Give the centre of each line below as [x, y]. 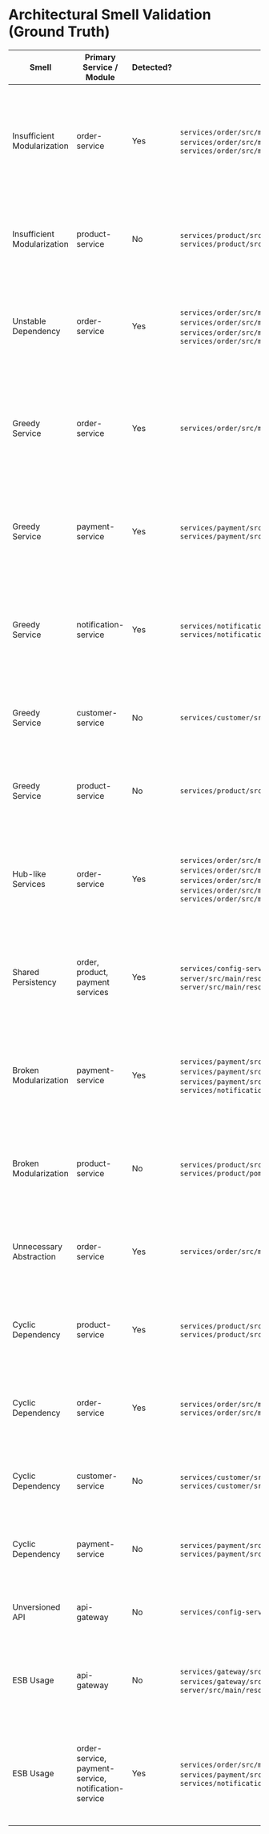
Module [100, 77]
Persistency [34, 981]
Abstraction [34, 1256]
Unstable [29, 320]
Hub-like [29, 873]
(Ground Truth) [59, 32]
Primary [100, 57]
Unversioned [36, 1606]
